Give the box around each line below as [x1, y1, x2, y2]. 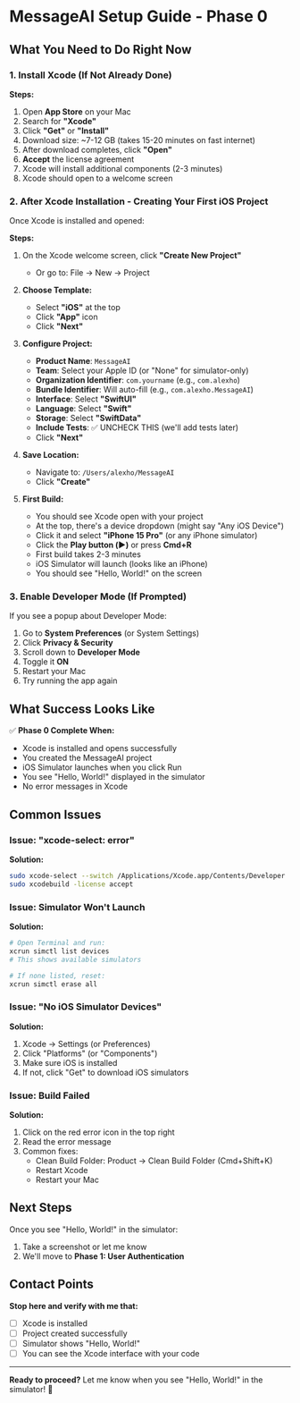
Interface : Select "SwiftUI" [35, 393, 137, 404]
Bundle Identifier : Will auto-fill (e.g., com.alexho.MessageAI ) [35, 385, 254, 395]
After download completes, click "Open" [21, 144, 172, 155]
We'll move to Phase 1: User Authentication [21, 1250, 185, 1262]
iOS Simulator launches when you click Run [21, 762, 182, 773]
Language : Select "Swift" [35, 403, 132, 414]
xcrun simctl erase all [9, 979, 98, 989]
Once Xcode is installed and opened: [9, 216, 145, 226]
